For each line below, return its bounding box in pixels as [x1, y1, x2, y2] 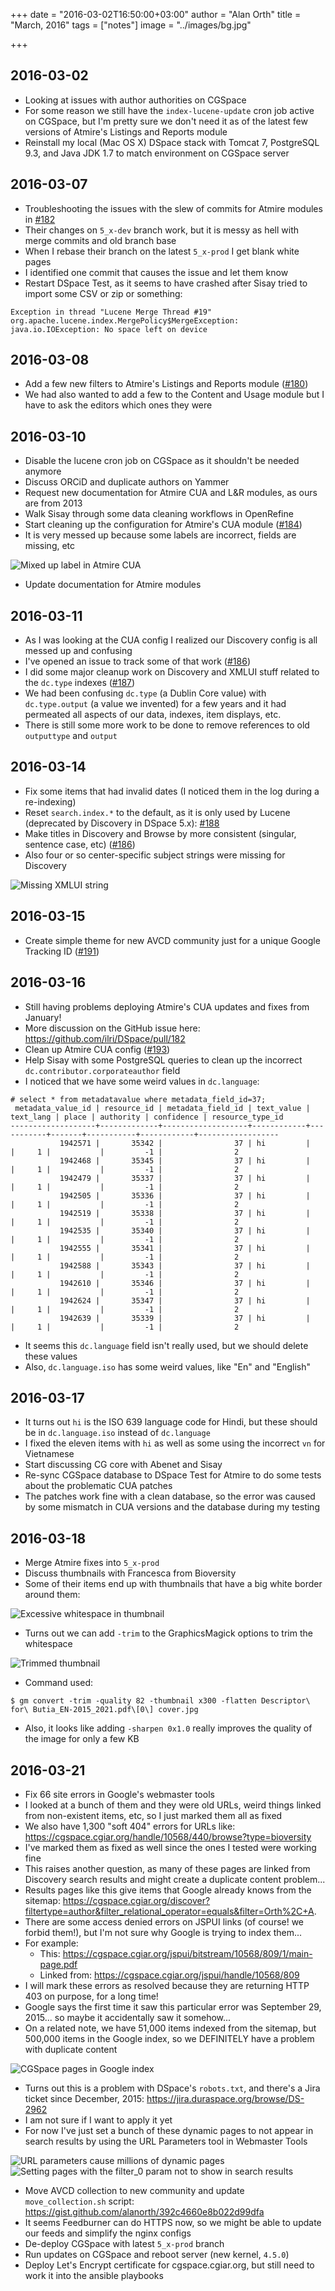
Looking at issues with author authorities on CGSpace [24, 94, 247, 106]
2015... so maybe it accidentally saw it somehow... [24, 2011, 232, 2023]
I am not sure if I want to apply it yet [24, 2114, 173, 2126]
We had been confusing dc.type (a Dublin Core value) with [24, 687, 267, 699]
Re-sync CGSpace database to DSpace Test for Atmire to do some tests [24, 1469, 322, 1481]
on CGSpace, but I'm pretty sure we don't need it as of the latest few [24, 115, 308, 127]
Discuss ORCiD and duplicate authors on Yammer [24, 476, 230, 488]
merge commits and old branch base [24, 234, 177, 246]
